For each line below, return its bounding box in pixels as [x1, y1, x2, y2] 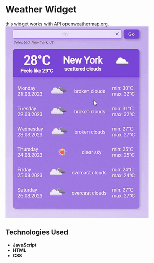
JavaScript [12, 241, 37, 248]
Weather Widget [5, 4, 77, 15]
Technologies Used [5, 228, 68, 237]
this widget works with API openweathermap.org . [5, 21, 109, 27]
